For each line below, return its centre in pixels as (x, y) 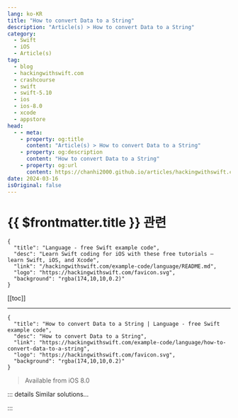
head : (15, 126)
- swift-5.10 (33, 93)
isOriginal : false (34, 185)
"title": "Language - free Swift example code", (87, 248)
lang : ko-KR (25, 14)
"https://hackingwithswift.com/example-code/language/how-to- (132, 343)
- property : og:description (61, 152)
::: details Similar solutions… (48, 395)
